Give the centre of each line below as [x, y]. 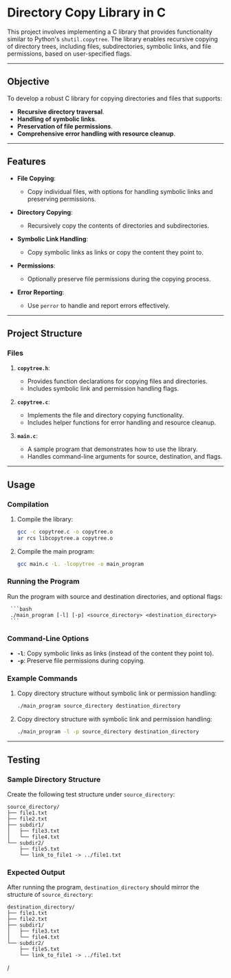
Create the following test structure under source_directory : [91, 794]
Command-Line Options [48, 638]
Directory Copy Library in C [87, 13]
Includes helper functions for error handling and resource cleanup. [122, 423]
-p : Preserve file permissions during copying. [81, 661]
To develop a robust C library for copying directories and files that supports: [115, 98]
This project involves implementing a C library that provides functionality [110, 32]
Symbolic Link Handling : [52, 239]
